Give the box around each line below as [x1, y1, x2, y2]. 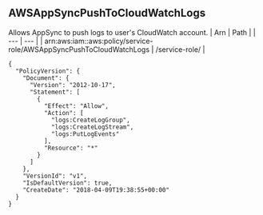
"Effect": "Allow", [43, 102, 110, 110]
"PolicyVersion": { [15, 67, 81, 75]
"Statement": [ [29, 88, 81, 96]
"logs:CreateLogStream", [50, 123, 134, 131]
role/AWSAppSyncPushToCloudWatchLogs [8, 44, 150, 54]
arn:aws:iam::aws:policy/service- [44, 36, 153, 46]
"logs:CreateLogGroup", [50, 116, 130, 124]
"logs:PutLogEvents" [50, 129, 120, 138]
